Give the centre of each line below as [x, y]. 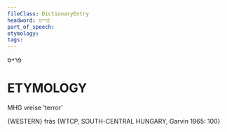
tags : [15, 40]
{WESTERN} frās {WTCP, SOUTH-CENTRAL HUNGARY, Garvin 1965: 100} [114, 121]
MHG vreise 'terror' [35, 108]
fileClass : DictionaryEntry [48, 14]
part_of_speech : [31, 27]
